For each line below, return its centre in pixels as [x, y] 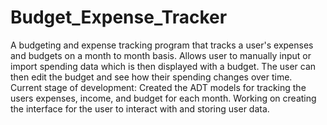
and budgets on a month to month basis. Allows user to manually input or [161, 55]
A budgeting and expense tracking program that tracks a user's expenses [162, 45]
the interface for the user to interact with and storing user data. [140, 108]
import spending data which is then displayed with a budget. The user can [163, 66]
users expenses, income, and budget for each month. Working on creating [163, 98]
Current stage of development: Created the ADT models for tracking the [158, 87]
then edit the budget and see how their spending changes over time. [151, 77]
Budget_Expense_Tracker [119, 17]
